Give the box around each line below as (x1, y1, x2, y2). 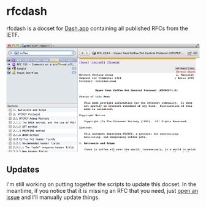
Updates (6, 164, 40, 174)
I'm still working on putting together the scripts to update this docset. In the (6, 181, 197, 188)
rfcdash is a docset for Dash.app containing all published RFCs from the (6, 25, 188, 32)
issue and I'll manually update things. (6, 193, 100, 201)
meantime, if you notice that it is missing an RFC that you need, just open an (6, 187, 199, 195)
